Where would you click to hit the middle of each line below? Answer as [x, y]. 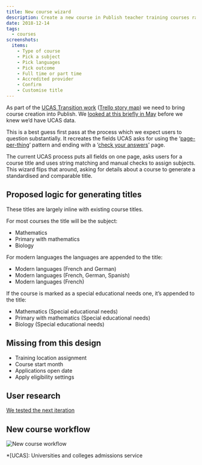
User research [33, 396]
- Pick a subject [39, 57]
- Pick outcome [36, 68]
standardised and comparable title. [49, 176]
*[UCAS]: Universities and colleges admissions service [75, 455]
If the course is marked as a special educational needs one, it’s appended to [100, 293]
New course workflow [48, 429]
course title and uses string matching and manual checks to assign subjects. [101, 163]
